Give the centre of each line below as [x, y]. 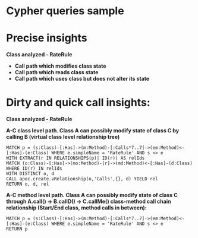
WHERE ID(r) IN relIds [34, 169]
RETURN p [17, 229]
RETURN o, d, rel [28, 184]
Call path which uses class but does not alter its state [82, 79]
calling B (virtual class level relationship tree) [63, 137]
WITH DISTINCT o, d [30, 174]
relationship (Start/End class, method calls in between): [76, 208]
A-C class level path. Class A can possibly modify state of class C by [93, 131]
